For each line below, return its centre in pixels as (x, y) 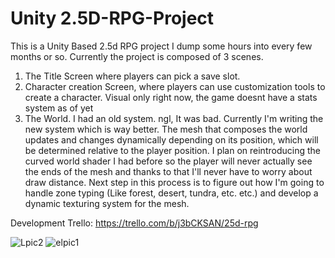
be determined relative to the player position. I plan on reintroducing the (172, 150)
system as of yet (59, 108)
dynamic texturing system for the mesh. (107, 203)
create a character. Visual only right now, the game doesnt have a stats (171, 97)
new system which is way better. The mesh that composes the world (166, 129)
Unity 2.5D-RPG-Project (112, 18)
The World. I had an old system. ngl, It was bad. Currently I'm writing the (174, 118)
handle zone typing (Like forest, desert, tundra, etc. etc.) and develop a (171, 193)
